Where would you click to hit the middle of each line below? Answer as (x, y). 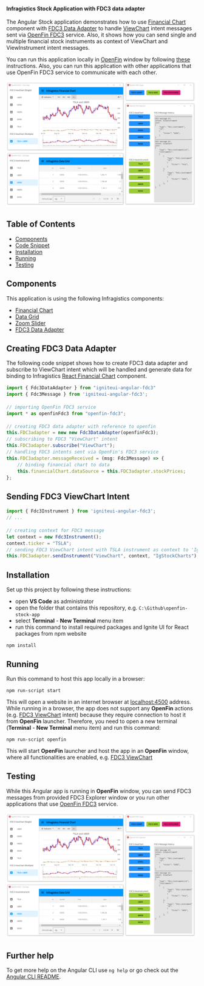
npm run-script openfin (36, 739)
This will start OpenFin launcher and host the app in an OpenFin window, (98, 750)
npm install (21, 646)
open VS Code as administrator (54, 602)
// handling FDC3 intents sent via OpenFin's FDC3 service (83, 452)
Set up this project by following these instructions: (69, 590)
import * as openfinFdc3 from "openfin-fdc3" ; (66, 413)
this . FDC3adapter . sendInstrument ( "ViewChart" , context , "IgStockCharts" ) (102, 556)
